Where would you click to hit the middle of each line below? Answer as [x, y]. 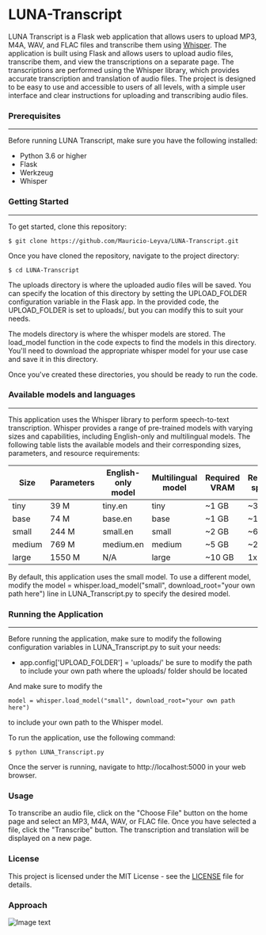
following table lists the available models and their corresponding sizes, [125, 444]
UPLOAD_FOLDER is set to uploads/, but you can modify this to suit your [126, 310]
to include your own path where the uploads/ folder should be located [133, 671]
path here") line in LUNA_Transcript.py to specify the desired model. [120, 593]
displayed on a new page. [50, 838]
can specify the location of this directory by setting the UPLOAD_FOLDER [127, 293]
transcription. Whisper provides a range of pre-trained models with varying [131, 428]
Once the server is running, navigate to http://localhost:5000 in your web [127, 767]
